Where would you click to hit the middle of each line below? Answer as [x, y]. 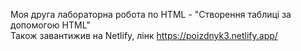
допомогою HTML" [50, 25]
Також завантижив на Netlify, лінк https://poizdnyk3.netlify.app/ [144, 35]
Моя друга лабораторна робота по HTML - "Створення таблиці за [151, 14]
